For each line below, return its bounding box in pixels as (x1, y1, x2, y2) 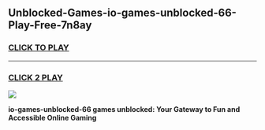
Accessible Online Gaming (8, 113, 97, 122)
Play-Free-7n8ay (8, 19, 92, 32)
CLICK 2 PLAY (8, 72, 63, 83)
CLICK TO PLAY (8, 43, 69, 54)
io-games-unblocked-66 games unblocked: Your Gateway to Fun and (8, 104, 241, 113)
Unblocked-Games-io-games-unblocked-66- (8, 6, 237, 20)
